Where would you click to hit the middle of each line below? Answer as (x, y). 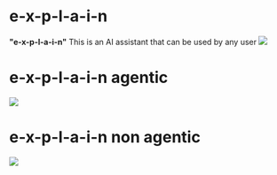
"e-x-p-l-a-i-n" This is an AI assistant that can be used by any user (133, 42)
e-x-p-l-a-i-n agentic (89, 78)
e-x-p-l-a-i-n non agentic (105, 137)
